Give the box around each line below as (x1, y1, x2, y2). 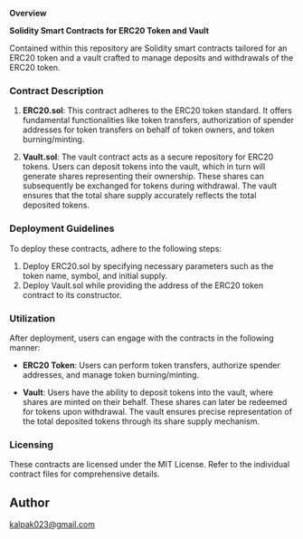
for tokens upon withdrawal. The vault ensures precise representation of (22, 406, 292, 417)
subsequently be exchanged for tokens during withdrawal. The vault (22, 180, 278, 191)
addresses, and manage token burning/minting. (22, 369, 200, 380)
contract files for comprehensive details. (9, 468, 160, 479)
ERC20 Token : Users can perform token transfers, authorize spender (22, 360, 280, 371)
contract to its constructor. (22, 289, 122, 300)
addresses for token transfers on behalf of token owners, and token (22, 124, 275, 135)
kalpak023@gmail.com (9, 519, 95, 529)
